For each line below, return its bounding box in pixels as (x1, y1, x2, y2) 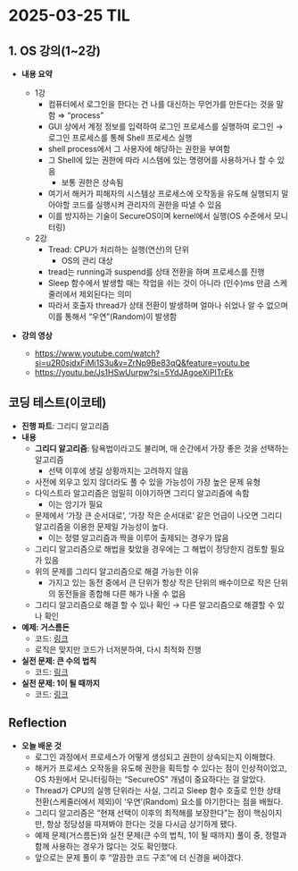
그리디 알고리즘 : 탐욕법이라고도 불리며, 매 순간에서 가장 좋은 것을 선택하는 (34, 443, 289, 453)
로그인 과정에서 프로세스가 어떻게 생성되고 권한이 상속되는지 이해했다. (34, 751, 276, 762)
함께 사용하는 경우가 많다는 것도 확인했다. (34, 841, 178, 851)
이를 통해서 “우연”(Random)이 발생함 (47, 311, 178, 322)
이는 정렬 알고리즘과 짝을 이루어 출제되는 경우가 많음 (47, 532, 229, 543)
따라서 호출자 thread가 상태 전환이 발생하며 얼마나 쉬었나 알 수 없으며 (47, 300, 289, 310)
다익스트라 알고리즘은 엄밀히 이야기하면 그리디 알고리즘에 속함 (34, 487, 250, 498)
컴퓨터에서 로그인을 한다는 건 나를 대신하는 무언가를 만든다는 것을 (47, 99, 275, 109)
